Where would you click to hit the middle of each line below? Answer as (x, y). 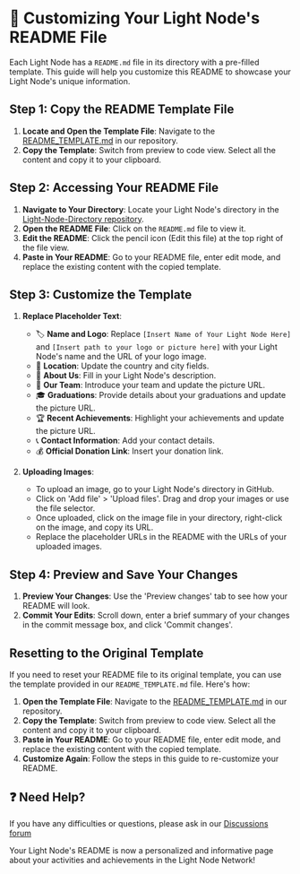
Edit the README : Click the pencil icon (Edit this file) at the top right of (153, 238)
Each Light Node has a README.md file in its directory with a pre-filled (134, 62)
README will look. (56, 606)
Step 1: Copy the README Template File (122, 110)
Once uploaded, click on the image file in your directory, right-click (159, 518)
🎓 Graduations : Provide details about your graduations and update (161, 395)
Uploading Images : (58, 472)
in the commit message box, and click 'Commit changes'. (128, 625)
